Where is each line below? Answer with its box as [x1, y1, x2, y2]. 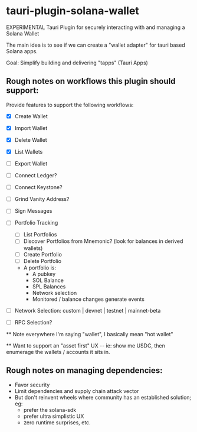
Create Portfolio [23, 251, 62, 258]
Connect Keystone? [14, 184, 63, 191]
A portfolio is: [23, 264, 56, 271]
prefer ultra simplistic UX [23, 412, 84, 420]
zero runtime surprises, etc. [23, 418, 91, 426]
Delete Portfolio [23, 257, 62, 264]
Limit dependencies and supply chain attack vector [14, 387, 139, 394]
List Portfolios [23, 231, 57, 238]
